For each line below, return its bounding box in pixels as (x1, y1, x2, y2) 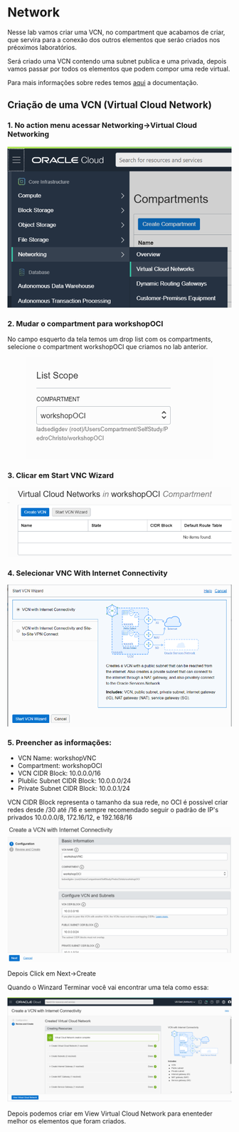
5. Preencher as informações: (7, 737, 112, 747)
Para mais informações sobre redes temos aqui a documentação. (7, 78, 199, 86)
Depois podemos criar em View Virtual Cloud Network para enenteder (7, 1109, 213, 1118)
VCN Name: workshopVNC (17, 754, 97, 762)
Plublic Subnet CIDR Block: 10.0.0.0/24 (17, 777, 132, 785)
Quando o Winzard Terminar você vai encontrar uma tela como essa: (7, 983, 209, 992)
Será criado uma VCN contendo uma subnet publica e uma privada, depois (7, 56, 227, 65)
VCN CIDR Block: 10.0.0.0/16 (17, 769, 101, 778)
